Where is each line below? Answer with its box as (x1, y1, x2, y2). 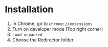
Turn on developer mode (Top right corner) (12, 26, 103, 32)
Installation (5, 4, 54, 15)
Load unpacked (12, 32, 42, 37)
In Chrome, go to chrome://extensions (12, 20, 93, 27)
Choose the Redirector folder (12, 37, 74, 43)
